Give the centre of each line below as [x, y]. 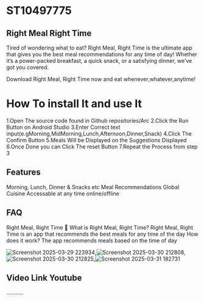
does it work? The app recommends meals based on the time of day [92, 240]
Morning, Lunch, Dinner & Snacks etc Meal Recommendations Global [93, 187]
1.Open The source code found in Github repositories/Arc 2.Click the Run [97, 120]
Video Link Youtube [44, 277]
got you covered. [28, 67]
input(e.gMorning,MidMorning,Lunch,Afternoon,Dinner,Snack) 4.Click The [99, 133]
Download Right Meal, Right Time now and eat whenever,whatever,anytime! [101, 79]
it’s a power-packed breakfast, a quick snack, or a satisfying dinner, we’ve [99, 61]
